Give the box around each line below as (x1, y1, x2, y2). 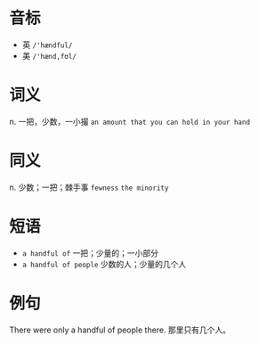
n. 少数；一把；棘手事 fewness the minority (9, 182, 169, 192)
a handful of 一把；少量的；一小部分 (21, 247, 158, 258)
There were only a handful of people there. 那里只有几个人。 (9, 324, 231, 335)
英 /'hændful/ (21, 39, 73, 50)
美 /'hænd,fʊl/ (21, 50, 77, 61)
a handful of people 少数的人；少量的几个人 (21, 258, 187, 269)
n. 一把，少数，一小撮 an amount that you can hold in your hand (9, 116, 251, 127)
